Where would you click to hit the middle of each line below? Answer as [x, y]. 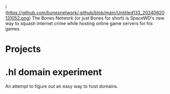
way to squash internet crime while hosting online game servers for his [79, 23]
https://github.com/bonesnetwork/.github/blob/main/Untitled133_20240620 [86, 13]
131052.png [17, 18]
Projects [23, 49]
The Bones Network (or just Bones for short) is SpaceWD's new [98, 18]
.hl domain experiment [54, 72]
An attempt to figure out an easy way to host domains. [62, 86]
